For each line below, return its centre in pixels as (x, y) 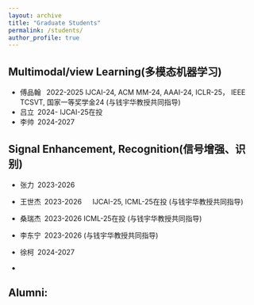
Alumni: (28, 293)
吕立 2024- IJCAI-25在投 (61, 112)
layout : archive (35, 15)
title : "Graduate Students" (55, 23)
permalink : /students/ (46, 30)
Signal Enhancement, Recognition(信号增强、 (122, 149)
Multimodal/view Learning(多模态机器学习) (115, 72)
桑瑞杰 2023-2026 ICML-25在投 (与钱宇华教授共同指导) (111, 218)
